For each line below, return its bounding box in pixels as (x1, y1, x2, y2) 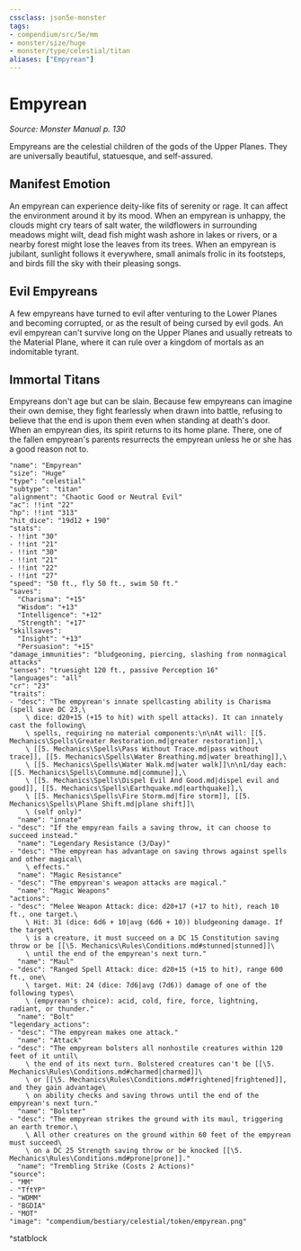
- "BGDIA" (9, 1201, 47, 1210)
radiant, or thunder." (9, 1004, 94, 1013)
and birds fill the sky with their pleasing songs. (9, 257, 181, 268)
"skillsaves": (9, 626, 63, 635)
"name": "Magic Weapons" (17, 886, 111, 895)
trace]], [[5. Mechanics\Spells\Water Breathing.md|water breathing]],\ (9, 752, 288, 761)
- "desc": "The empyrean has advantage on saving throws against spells (9, 847, 288, 856)
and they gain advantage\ (9, 1084, 106, 1093)
